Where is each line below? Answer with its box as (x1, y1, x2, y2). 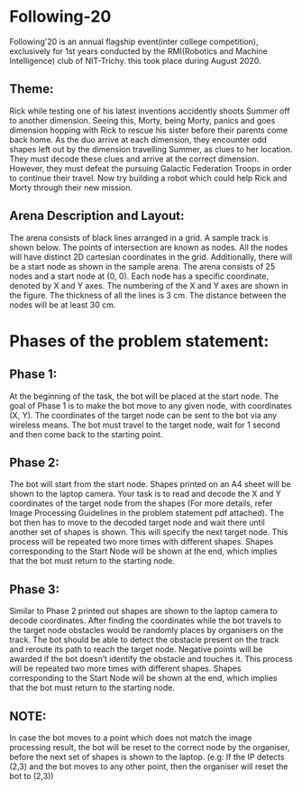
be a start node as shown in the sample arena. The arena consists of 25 (9, 261, 276, 271)
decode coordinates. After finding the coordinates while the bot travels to (9, 615, 282, 626)
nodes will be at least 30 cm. (9, 299, 116, 310)
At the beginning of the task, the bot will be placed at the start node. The (9, 390, 279, 401)
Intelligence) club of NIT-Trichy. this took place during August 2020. (9, 55, 261, 66)
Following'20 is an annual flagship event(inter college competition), (9, 36, 259, 47)
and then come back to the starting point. (9, 428, 163, 439)
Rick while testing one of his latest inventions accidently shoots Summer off (9, 106, 290, 116)
